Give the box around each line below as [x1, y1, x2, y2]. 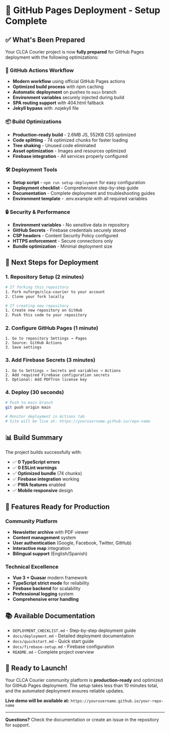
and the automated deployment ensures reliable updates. [5, 687, 124, 694]
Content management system [12, 535, 76, 541]
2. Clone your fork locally [5, 294, 65, 299]
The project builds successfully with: [5, 449, 82, 455]
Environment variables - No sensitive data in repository [12, 222, 130, 228]
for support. [5, 722, 30, 728]
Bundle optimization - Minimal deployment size [12, 243, 112, 249]
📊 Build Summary [5, 433, 63, 442]
